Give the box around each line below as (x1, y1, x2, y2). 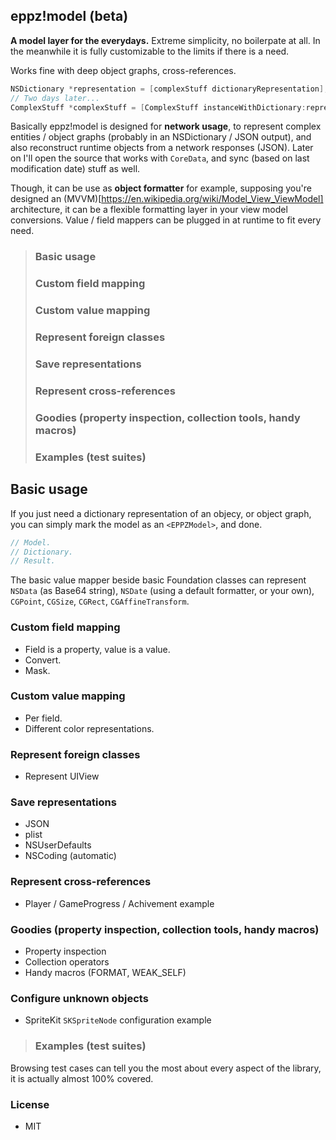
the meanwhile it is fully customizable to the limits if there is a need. (10, 45, 290, 57)
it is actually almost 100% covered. (10, 1072, 154, 1084)
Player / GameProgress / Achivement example (24, 897, 215, 909)
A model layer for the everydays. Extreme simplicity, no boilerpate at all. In (10, 34, 321, 46)
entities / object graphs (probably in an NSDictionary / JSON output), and (10, 131, 312, 143)
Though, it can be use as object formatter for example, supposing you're (10, 182, 312, 194)
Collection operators (24, 956, 110, 968)
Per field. (24, 712, 63, 724)
